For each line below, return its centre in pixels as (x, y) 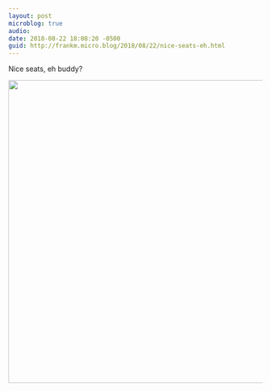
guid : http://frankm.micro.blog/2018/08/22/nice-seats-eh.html (117, 46)
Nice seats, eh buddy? (46, 69)
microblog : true (35, 23)
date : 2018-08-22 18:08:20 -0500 (65, 38)
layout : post (30, 16)
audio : (19, 31)
